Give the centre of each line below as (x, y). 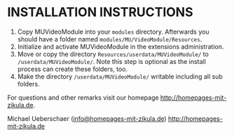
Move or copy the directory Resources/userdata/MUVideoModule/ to (113, 54)
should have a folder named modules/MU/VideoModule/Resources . (110, 39)
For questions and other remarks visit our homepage (83, 97)
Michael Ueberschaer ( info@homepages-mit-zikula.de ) (87, 118)
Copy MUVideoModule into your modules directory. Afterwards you (113, 32)
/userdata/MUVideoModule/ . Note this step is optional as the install (112, 61)
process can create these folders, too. (73, 69)
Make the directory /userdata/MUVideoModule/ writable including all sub (120, 76)
